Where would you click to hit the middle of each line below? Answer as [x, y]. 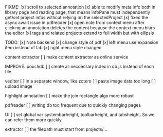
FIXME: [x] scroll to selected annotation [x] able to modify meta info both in [80, 7]
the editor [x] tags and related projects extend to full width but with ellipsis [80, 33]
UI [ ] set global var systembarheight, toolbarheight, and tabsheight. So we [80, 115]
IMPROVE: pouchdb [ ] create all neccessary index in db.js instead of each [80, 66]
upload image [19, 86]
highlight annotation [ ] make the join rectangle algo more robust [69, 96]
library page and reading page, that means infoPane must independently [78, 12]
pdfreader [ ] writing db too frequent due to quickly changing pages [73, 105]
